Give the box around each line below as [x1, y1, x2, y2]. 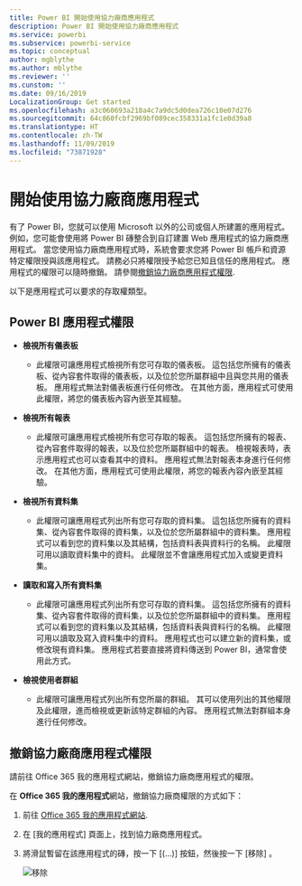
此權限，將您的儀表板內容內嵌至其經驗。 [35, 393, 187, 404]
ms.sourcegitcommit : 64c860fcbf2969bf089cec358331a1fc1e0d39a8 [9, 114, 252, 123]
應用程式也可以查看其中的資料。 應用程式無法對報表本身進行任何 [43, 454, 284, 466]
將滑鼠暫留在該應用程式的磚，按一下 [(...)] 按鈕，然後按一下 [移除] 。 [22, 848, 278, 859]
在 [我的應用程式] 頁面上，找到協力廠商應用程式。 [22, 829, 207, 840]
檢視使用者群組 [22, 674, 78, 685]
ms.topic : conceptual [9, 47, 91, 56]
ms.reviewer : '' [9, 72, 70, 81]
